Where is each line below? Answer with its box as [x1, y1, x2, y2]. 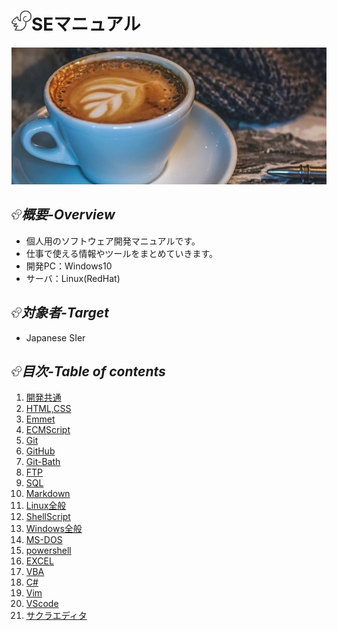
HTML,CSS [25, 403, 72, 415]
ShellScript [25, 511, 71, 523]
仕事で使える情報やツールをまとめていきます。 [25, 247, 218, 259]
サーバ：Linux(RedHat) [25, 272, 121, 284]
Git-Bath [25, 456, 61, 468]
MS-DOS [25, 534, 63, 546]
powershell [25, 545, 72, 557]
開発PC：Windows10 [25, 260, 113, 272]
